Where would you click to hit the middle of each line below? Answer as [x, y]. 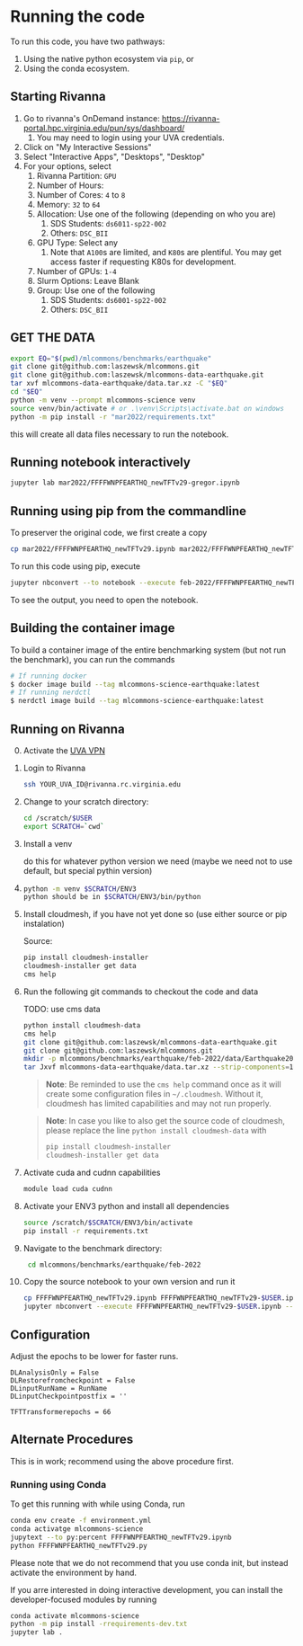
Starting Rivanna [58, 97]
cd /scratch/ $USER [58, 818]
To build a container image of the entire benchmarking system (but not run [148, 650]
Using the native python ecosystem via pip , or [108, 58]
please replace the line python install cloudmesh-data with [156, 1131]
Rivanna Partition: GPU [76, 175]
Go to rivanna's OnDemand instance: [91, 118]
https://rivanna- [191, 118]
